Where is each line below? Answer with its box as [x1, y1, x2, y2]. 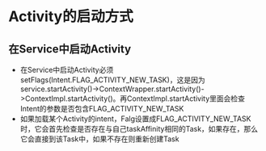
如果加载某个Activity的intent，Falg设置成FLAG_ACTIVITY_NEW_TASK [19, 114, 252, 124]
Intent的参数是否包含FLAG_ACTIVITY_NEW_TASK [19, 104, 184, 113]
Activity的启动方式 [8, 7, 133, 26]
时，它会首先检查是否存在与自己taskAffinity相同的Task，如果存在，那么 [19, 124, 259, 133]
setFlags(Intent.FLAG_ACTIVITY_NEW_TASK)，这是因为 [19, 75, 205, 85]
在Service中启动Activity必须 [19, 65, 114, 74]
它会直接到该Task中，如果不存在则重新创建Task [19, 134, 179, 144]
